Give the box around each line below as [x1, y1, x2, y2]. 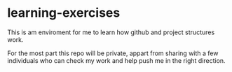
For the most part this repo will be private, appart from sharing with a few [7, 49, 219, 57]
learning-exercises [7, 5, 121, 21]
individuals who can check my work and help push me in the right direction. [7, 56, 226, 64]
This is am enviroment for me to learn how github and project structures [7, 28, 215, 36]
